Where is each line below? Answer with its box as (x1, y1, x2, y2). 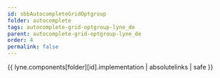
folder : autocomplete (7, 17, 72, 24)
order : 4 (7, 37, 33, 44)
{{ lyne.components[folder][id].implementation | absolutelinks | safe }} (7, 63, 214, 71)
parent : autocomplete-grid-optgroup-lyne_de (7, 30, 142, 38)
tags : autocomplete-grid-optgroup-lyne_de (7, 23, 135, 30)
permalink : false (7, 43, 59, 50)
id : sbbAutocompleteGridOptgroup (7, 10, 107, 18)
